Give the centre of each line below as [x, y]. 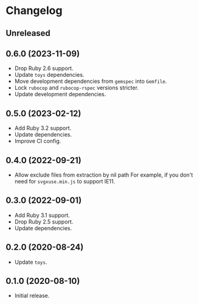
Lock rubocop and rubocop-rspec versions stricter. [77, 88]
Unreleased [28, 33]
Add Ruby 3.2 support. [43, 128]
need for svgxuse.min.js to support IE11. [65, 182]
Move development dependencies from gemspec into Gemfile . [91, 81]
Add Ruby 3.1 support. [42, 215]
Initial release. [32, 295]
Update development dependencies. [60, 94]
